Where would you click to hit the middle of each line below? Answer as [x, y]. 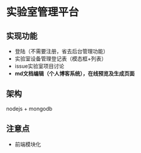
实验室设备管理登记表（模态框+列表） [61, 59]
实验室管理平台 [43, 12]
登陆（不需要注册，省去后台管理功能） [61, 51]
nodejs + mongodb [29, 109]
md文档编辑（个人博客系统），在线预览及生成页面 [75, 74]
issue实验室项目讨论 [39, 66]
